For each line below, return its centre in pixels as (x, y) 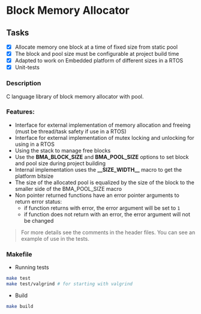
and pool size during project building (60, 163)
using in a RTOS (35, 144)
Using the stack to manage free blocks (63, 150)
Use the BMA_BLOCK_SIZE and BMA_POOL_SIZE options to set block (102, 157)
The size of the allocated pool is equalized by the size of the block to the (105, 182)
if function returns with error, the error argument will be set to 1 (102, 208)
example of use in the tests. (55, 238)
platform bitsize (34, 176)
